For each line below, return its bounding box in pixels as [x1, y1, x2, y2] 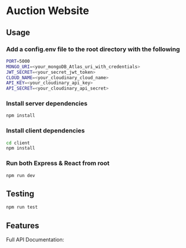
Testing [6, 189, 35, 199]
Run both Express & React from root [6, 159, 110, 168]
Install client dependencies [6, 127, 85, 135]
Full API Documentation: [6, 236, 65, 243]
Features [6, 220, 39, 230]
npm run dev [6, 172, 35, 178]
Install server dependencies [6, 100, 88, 108]
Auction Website [6, 4, 89, 18]
